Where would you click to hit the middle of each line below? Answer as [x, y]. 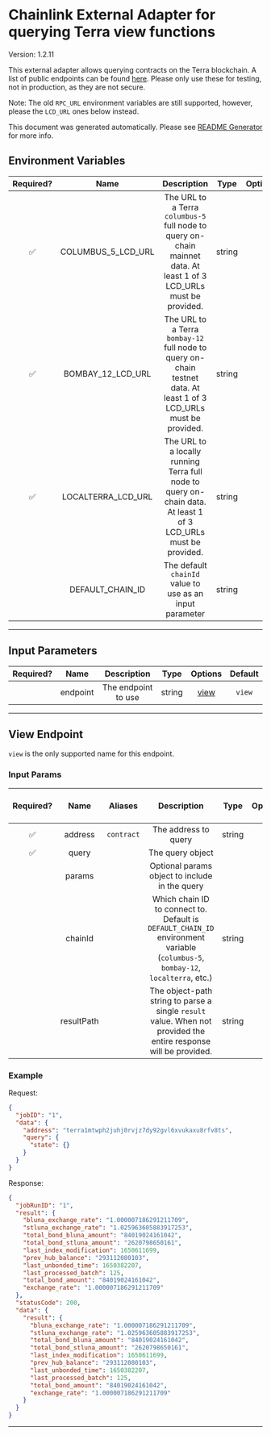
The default [185, 565]
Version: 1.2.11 [31, 54]
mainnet [185, 256]
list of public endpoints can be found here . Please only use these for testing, [135, 78]
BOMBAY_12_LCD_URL [107, 373]
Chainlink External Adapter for [112, 15]
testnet [186, 378]
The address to [181, 829]
